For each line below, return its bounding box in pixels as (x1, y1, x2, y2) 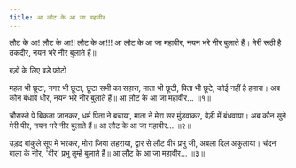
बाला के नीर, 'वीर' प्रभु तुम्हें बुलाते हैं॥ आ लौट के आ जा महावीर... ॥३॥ (9, 148, 206, 158)
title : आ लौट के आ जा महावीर (9, 12, 106, 22)
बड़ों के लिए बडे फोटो (9, 65, 67, 75)
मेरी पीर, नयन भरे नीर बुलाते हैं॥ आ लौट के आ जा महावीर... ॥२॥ (9, 120, 191, 131)
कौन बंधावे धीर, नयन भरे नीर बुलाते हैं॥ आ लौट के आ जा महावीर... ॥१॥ (9, 92, 211, 103)
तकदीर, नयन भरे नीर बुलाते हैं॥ (9, 47, 97, 57)
